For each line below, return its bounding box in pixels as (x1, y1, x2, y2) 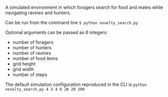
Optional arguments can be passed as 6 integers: (5, 29, 108, 35)
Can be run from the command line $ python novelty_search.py (5, 20, 138, 25)
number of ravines (12, 50, 52, 56)
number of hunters (12, 45, 52, 50)
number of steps (12, 72, 48, 78)
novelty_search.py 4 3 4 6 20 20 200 (5, 87, 85, 92)
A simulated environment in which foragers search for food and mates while (5, 5, 163, 10)
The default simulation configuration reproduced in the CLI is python (5, 81, 147, 87)
